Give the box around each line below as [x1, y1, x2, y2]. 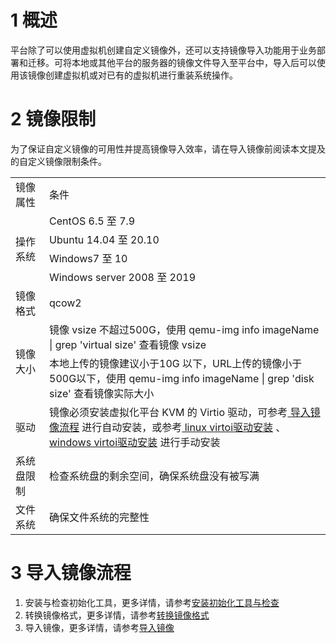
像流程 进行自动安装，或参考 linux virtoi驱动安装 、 [49, 420, 287, 434]
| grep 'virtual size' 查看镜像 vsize [49, 337, 207, 351]
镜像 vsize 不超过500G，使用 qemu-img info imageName [49, 322, 320, 336]
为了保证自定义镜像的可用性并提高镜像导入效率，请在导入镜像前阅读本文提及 [10, 142, 326, 155]
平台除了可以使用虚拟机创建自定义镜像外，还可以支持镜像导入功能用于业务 [10, 44, 317, 56]
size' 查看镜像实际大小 [49, 386, 155, 400]
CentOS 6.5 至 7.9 [49, 214, 136, 228]
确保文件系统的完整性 [49, 510, 150, 524]
